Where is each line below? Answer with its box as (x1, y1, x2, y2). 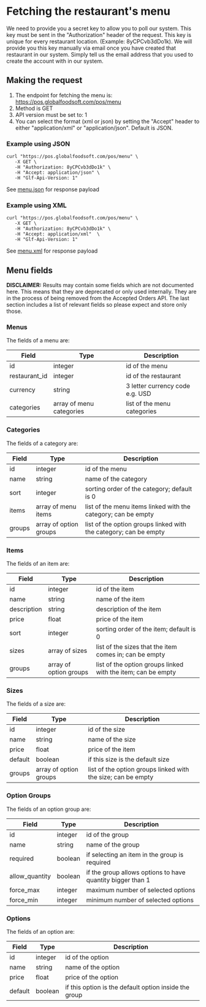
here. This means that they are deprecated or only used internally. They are (6, 288, 197, 296)
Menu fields (6, 265, 53, 275)
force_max (9, 885, 40, 894)
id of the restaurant (125, 372, 181, 381)
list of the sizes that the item (96, 642, 177, 651)
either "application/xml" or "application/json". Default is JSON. (15, 124, 174, 132)
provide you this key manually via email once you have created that (6, 44, 176, 52)
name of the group (86, 840, 140, 849)
